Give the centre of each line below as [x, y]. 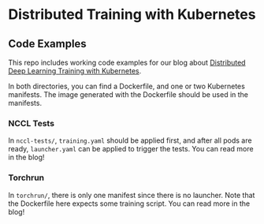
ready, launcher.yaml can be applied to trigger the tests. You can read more [131, 149]
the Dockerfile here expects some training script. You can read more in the [129, 203]
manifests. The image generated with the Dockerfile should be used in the [128, 95]
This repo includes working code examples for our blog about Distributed [127, 62]
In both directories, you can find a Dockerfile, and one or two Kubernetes [127, 86]
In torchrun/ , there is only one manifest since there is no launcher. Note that [132, 195]
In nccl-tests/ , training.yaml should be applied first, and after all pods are [130, 140]
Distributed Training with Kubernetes [132, 15]
